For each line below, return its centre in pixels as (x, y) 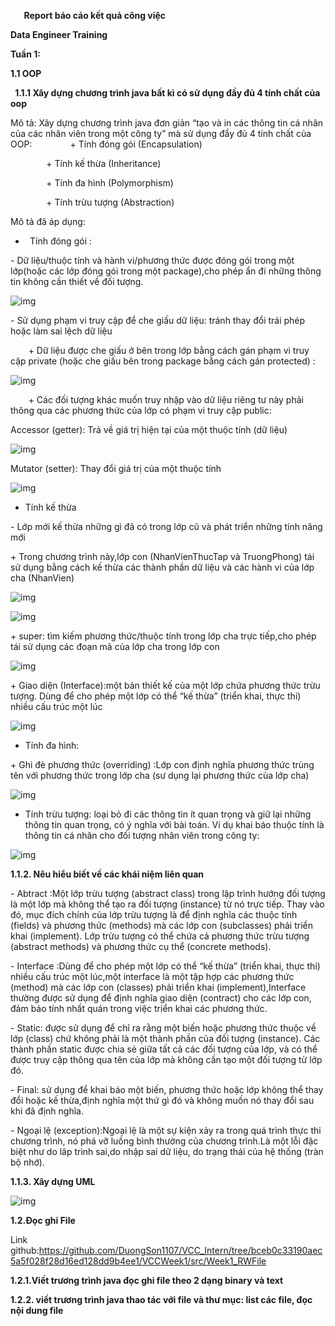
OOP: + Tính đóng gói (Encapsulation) (106, 144)
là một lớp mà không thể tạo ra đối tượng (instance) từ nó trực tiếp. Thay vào (167, 904)
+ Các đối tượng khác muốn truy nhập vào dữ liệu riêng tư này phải (166, 399)
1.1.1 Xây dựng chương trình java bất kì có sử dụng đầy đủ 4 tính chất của (167, 93)
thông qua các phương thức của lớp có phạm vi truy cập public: (141, 410)
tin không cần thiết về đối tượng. (77, 281)
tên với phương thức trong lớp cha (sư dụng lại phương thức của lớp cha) (160, 775)
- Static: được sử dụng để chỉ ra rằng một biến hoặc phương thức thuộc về (163, 1028)
